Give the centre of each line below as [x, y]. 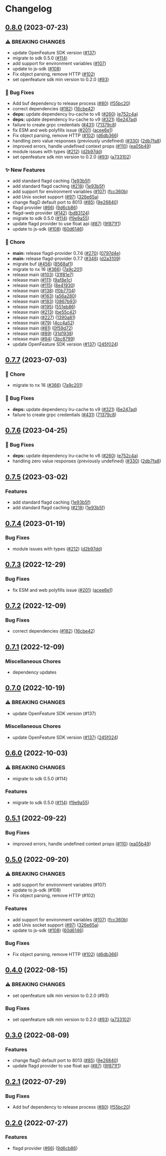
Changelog [29, 9]
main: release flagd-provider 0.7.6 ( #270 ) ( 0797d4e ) [66, 253]
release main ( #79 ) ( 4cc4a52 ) [43, 322]
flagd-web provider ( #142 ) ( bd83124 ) [51, 213]
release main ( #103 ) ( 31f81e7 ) [43, 275]
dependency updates [34, 672]
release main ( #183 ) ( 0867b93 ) [45, 301]
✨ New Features [25, 170]
